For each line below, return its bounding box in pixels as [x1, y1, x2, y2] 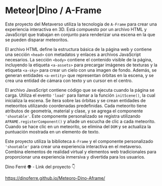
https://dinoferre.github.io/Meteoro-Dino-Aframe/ [5, 175, 106, 181]
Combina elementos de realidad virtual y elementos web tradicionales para [5, 149, 157, 155]
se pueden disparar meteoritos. [5, 37, 69, 43]
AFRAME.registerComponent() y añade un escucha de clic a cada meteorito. [5, 118, 156, 124]
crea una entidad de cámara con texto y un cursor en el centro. [5, 78, 133, 83]
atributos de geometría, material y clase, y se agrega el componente [5, 108, 143, 114]
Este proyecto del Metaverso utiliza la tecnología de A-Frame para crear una [5, 21, 157, 27]
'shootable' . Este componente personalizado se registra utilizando [5, 113, 141, 119]
